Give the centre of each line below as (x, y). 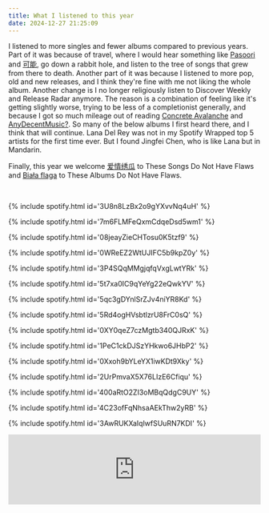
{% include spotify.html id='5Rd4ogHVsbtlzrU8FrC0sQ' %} (105, 315)
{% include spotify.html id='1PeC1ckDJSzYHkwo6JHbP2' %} (108, 346)
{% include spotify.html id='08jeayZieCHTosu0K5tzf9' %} (104, 237)
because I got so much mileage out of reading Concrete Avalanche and (126, 115)
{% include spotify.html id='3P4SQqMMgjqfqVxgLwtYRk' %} (108, 268)
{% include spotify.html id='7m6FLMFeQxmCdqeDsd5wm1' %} (112, 222)
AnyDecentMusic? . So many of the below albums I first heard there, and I (129, 124)
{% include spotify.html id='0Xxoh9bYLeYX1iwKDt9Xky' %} (106, 361)
